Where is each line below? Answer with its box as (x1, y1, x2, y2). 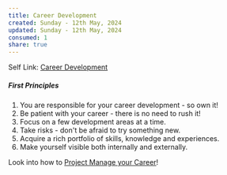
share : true (8, 41, 47, 49)
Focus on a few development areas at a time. (19, 117, 166, 127)
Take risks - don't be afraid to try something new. (19, 125, 180, 135)
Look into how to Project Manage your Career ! (8, 158, 159, 167)
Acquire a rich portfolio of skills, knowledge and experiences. (19, 134, 220, 143)
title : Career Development (8, 11, 97, 20)
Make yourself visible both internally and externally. (19, 143, 188, 152)
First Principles (8, 80, 59, 90)
